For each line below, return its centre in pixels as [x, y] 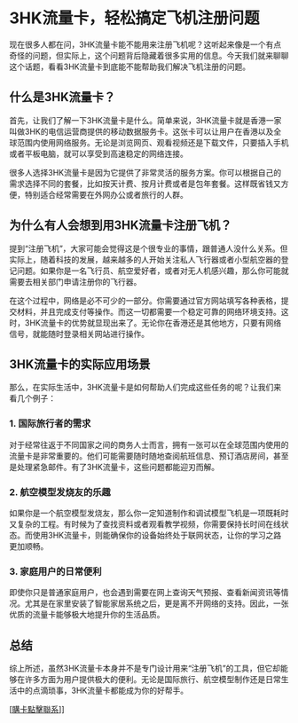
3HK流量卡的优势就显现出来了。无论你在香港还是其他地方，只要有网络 [153, 322]
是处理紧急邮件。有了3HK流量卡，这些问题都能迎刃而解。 [114, 467]
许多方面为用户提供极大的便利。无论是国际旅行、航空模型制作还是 [145, 680]
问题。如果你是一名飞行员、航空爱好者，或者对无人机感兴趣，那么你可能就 [153, 271]
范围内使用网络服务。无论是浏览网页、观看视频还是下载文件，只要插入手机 [153, 142]
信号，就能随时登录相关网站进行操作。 [79, 334]
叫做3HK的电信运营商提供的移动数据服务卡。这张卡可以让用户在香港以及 [141, 131]
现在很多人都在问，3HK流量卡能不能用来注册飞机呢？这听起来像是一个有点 [145, 44]
